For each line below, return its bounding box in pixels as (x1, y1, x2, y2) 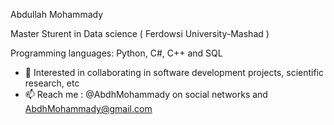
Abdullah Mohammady (10, 9, 104, 20)
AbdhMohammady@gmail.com (24, 103, 153, 114)
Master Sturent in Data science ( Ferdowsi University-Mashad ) (10, 28, 270, 39)
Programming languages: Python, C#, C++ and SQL (10, 47, 223, 59)
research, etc (24, 77, 80, 89)
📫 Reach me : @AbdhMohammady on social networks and (24, 89, 268, 100)
